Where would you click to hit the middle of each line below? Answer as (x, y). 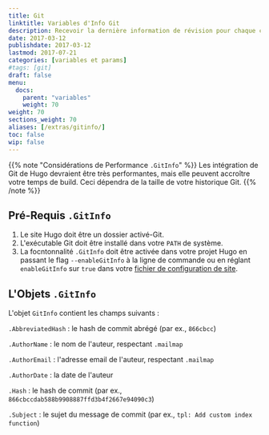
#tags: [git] (30, 68)
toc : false (26, 134)
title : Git (26, 16)
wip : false (26, 142)
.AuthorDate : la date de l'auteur (61, 375)
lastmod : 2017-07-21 (43, 53)
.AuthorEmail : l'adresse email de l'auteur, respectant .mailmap (111, 360)
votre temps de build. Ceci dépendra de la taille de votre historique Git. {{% (132, 182)
